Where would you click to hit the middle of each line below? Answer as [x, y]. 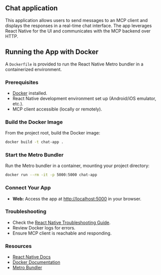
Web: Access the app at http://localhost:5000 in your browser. [77, 198]
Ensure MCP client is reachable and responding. [62, 233]
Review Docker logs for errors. [44, 227]
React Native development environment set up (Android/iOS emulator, [84, 98]
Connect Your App [28, 188]
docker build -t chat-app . [34, 142]
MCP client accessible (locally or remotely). [57, 109]
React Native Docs [31, 257]
